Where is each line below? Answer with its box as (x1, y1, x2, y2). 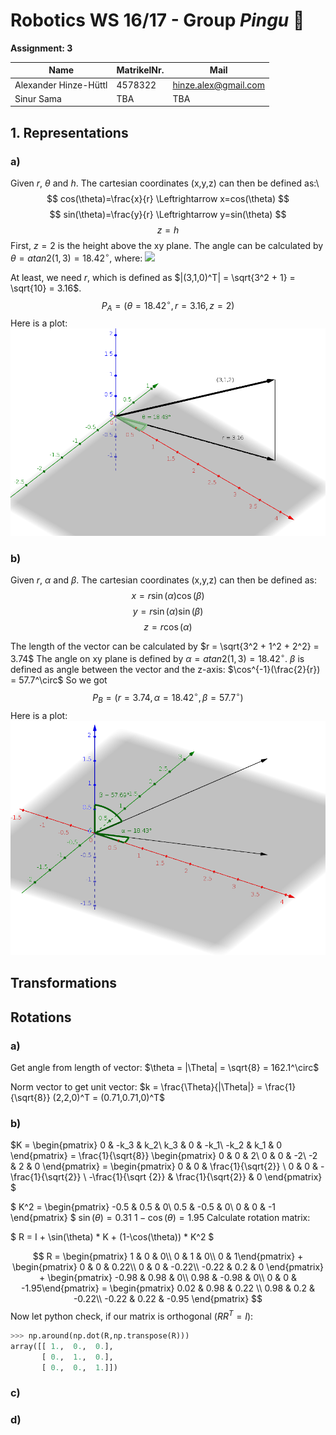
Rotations (10, 1009, 72, 1026)
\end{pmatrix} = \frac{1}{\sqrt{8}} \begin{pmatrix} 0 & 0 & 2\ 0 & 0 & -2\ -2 (10, 1150, 318, 1162)
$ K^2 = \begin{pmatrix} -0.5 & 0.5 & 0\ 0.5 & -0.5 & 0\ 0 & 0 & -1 (10, 1201, 277, 1213)
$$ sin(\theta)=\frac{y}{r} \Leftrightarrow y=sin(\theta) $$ (49, 209, 287, 221)
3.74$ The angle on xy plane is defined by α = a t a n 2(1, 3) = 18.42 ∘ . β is (10, 651, 305, 665)
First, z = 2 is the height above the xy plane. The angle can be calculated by (10, 240, 324, 252)
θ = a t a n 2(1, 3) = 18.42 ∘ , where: (10, 250, 143, 264)
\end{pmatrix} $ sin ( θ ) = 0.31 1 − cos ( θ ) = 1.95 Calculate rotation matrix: (10, 1212, 311, 1224)
